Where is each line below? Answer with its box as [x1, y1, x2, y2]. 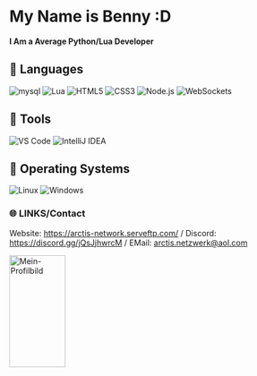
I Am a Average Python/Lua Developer [9, 36, 154, 47]
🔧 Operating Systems [9, 161, 130, 176]
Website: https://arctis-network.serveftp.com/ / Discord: [9, 227, 217, 238]
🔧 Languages [9, 62, 83, 77]
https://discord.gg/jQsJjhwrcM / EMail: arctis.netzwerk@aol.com [9, 237, 248, 248]
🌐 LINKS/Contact [9, 208, 86, 220]
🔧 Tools [9, 112, 52, 127]
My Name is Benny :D [9, 6, 172, 27]
